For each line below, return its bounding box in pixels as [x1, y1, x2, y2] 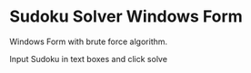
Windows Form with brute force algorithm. [9, 36, 168, 47]
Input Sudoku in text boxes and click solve [9, 53, 168, 64]
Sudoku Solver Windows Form [9, 6, 243, 27]
